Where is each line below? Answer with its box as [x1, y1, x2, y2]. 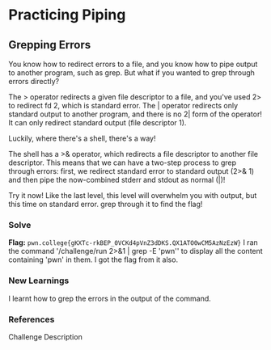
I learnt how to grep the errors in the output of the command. [8, 293, 212, 303]
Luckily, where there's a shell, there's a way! [8, 133, 156, 143]
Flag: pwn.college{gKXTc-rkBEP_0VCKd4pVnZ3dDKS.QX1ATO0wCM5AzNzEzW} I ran [8, 238, 259, 247]
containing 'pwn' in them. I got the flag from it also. [8, 255, 179, 264]
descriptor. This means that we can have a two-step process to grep [8, 158, 237, 167]
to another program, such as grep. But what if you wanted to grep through [8, 68, 255, 78]
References [8, 314, 55, 325]
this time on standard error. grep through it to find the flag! [8, 200, 203, 209]
